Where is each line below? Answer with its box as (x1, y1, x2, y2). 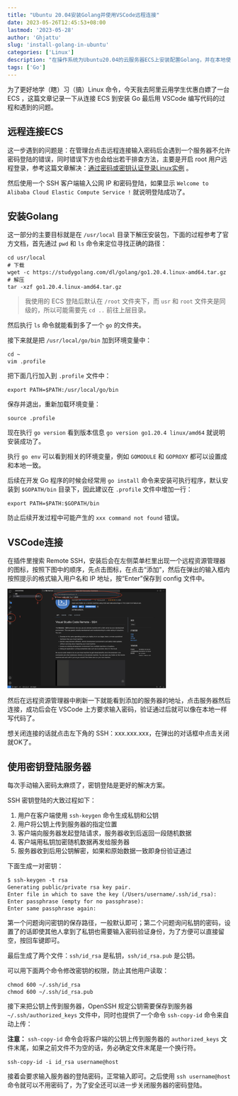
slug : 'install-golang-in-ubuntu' (7, 41, 110, 49)
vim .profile (7, 358, 46, 366)
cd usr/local (7, 254, 46, 262)
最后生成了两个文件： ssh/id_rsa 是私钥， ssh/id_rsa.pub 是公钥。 (7, 951, 199, 960)
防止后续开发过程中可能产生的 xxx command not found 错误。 (7, 513, 183, 522)
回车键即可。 (25, 936, 64, 944)
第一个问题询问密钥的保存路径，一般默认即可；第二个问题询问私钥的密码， (7, 919, 225, 926)
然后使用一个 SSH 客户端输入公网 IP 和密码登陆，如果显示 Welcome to (7, 178, 209, 187)
